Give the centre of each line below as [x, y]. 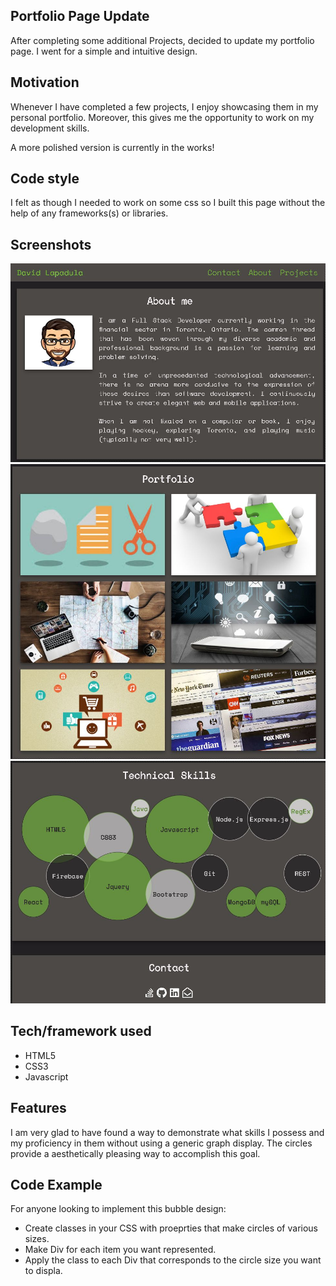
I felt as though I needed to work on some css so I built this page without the [168, 203]
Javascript [46, 1076]
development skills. [50, 128]
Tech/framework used [81, 1031]
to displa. [43, 1271]
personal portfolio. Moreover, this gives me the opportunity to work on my [162, 117]
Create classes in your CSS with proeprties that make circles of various [171, 1228]
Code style [45, 179]
